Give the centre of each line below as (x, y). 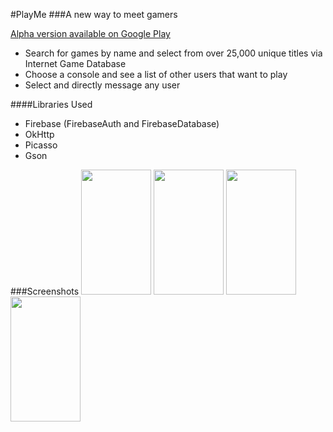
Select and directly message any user (102, 85)
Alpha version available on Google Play (90, 33)
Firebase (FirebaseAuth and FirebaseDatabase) (122, 123)
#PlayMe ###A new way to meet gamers (94, 14)
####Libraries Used (51, 104)
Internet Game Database (75, 63)
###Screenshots (45, 291)
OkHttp (39, 134)
